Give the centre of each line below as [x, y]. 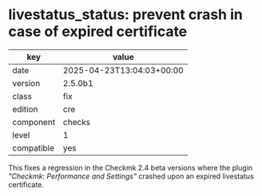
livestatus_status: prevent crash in [126, 15]
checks [76, 122]
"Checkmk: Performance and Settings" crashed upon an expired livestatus [131, 176]
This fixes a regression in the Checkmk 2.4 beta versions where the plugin [131, 167]
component [34, 122]
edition [25, 109]
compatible [33, 147]
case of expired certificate [98, 31]
